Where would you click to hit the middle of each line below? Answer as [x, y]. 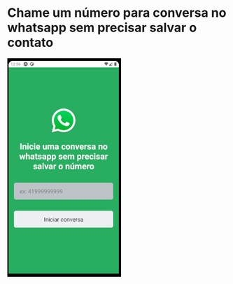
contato [30, 43]
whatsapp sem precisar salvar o [102, 28]
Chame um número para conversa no [117, 13]
